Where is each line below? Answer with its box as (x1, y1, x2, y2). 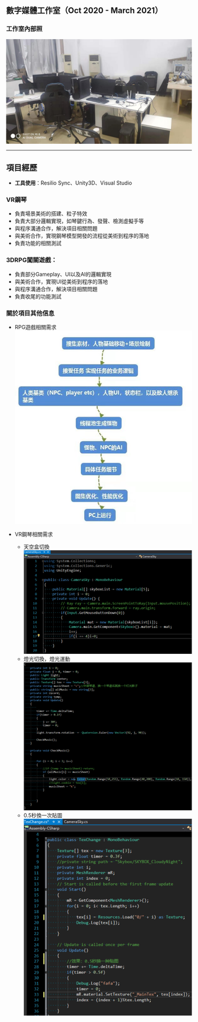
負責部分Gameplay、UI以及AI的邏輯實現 (14, 270, 112, 278)
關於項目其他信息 (6, 309, 55, 317)
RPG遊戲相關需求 (14, 323, 57, 330)
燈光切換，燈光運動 (23, 656, 71, 663)
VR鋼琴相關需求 (14, 530, 53, 537)
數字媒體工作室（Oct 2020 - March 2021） (6, 5, 163, 16)
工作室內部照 (6, 25, 43, 33)
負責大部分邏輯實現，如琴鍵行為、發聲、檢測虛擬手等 (14, 218, 144, 225)
